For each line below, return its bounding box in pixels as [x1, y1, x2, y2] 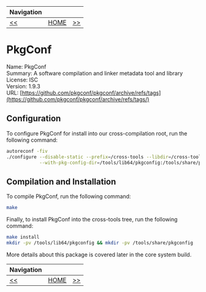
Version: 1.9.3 [6, 82, 41, 90]
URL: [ [6, 89, 23, 96]
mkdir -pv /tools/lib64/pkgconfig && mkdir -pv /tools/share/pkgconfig [6, 239, 193, 246]
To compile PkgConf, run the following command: [6, 193, 131, 200]
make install [6, 234, 40, 240]
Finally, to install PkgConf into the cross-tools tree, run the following [6, 216, 178, 223]
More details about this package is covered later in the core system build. [6, 251, 192, 258]
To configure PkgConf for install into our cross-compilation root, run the [6, 129, 188, 137]
